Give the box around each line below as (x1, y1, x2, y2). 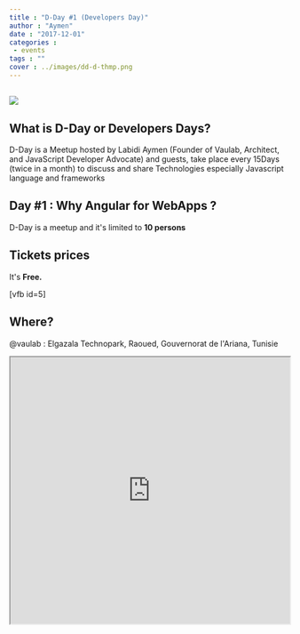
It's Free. (9, 271, 43, 282)
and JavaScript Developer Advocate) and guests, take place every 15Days (9, 154, 280, 165)
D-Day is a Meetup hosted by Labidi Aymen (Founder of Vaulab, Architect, (9, 144, 280, 156)
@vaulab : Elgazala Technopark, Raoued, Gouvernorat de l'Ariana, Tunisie (9, 338, 279, 349)
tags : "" (9, 54, 46, 63)
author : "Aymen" (9, 21, 74, 30)
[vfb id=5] (9, 288, 46, 299)
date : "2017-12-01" (9, 29, 86, 38)
